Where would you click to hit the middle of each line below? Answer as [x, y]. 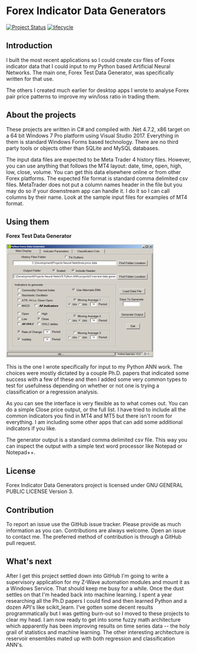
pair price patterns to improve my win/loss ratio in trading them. [83, 96]
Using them [28, 222]
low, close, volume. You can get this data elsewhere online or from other [94, 172]
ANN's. [15, 645]
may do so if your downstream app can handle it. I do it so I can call [88, 191]
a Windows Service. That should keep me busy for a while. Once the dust [95, 588]
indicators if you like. [31, 428]
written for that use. [30, 78]
